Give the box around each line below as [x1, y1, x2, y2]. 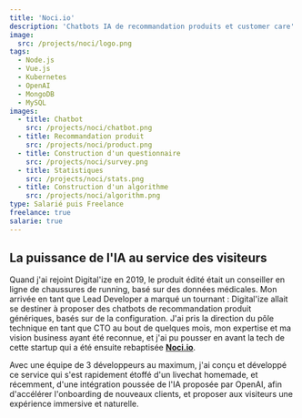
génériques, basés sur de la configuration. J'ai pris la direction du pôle [9, 313, 275, 324]
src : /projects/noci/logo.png [17, 38, 132, 48]
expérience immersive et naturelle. [9, 398, 139, 410]
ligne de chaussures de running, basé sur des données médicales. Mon [9, 284, 277, 295]
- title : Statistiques [17, 166, 104, 175]
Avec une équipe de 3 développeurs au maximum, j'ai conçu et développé [9, 360, 287, 371]
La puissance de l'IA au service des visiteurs [9, 250, 267, 266]
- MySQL [17, 97, 47, 107]
